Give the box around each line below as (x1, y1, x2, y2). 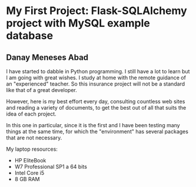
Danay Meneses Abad (6, 52, 89, 62)
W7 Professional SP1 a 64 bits (14, 163, 87, 170)
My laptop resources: (6, 145, 58, 152)
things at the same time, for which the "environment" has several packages (6, 128, 188, 135)
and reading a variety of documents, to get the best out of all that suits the (6, 104, 187, 111)
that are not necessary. (6, 134, 62, 141)
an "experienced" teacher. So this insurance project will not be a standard (6, 80, 185, 87)
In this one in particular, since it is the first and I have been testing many (6, 122, 181, 128)
